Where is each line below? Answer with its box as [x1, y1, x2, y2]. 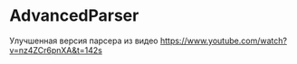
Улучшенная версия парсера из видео [9, 35, 158, 46]
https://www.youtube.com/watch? [159, 35, 288, 46]
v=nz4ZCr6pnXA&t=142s [9, 44, 102, 55]
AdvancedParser [9, 5, 139, 26]
